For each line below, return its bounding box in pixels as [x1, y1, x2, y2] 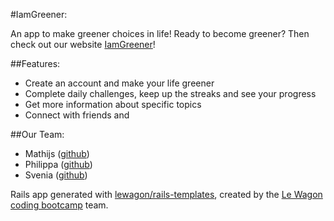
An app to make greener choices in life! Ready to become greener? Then [10, 28, 310, 39]
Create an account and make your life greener [24, 77, 215, 89]
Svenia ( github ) [24, 169, 88, 181]
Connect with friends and [24, 109, 130, 121]
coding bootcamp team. [10, 199, 109, 211]
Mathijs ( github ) [24, 148, 90, 159]
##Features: [10, 58, 61, 69]
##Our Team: [10, 129, 65, 140]
